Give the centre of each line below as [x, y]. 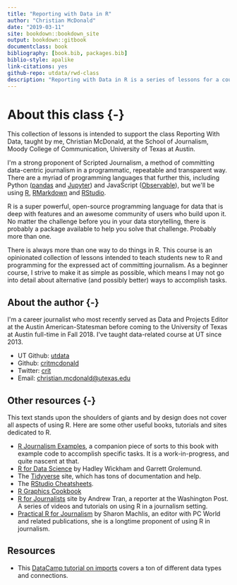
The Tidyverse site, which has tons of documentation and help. [109, 476]
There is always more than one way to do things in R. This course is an [110, 250]
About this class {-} [66, 114]
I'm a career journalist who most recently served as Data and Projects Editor [118, 319]
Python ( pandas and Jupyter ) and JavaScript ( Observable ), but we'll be [111, 185]
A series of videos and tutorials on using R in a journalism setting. [113, 506]
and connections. [43, 575]
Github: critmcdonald [48, 363]
